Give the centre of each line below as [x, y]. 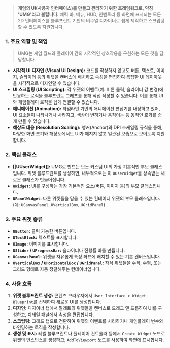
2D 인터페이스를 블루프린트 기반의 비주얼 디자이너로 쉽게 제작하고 [82, 21]
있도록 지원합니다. [46, 27]
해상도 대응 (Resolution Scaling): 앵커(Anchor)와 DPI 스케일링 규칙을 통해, [88, 128]
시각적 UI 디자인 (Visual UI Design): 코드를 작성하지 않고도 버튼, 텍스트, [84, 71]
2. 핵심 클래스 [21, 155]
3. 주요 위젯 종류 [24, 219]
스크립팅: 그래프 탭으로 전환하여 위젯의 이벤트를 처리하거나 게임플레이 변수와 [88, 321]
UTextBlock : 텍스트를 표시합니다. [45, 237]
